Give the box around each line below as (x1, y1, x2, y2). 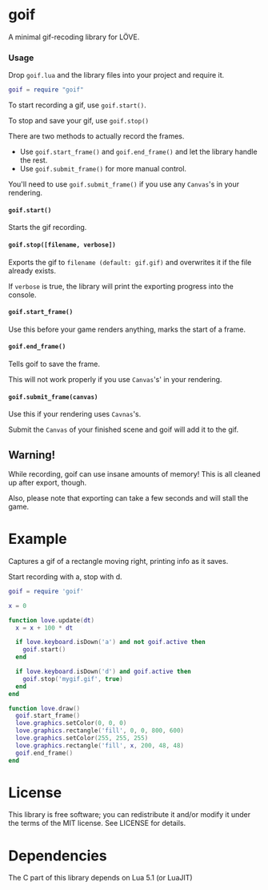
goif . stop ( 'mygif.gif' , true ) (22, 675, 124, 683)
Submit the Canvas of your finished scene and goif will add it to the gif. (8, 425, 239, 434)
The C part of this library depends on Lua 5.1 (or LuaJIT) (8, 873, 194, 883)
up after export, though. (8, 477, 87, 487)
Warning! (8, 448, 56, 461)
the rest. (19, 155, 48, 165)
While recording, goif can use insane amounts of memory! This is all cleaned (8, 469, 261, 478)
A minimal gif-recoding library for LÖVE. (8, 32, 140, 42)
